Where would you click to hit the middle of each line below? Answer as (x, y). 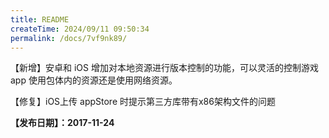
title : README (40, 19)
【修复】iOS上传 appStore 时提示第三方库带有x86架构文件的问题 (143, 102)
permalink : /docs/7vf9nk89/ (69, 38)
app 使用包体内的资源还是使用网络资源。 (94, 80)
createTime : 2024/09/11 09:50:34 (80, 29)
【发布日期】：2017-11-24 (62, 123)
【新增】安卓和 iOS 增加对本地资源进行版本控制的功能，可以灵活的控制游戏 (164, 68)
